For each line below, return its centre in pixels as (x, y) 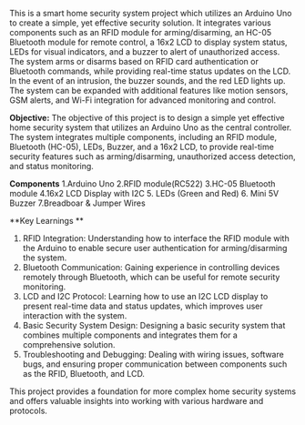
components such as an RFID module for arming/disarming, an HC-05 (141, 32)
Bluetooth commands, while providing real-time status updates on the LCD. (150, 71)
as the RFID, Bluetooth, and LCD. (84, 374)
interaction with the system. (75, 316)
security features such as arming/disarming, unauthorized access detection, (152, 157)
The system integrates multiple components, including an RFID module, (143, 137)
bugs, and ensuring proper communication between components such (155, 364)
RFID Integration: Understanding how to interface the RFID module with (156, 238)
